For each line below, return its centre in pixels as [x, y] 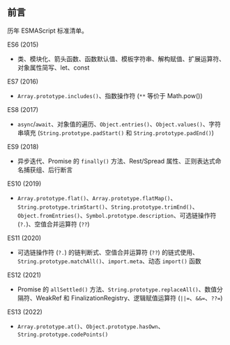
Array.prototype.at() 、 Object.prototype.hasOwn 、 [91, 326]
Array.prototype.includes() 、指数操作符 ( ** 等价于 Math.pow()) [110, 95]
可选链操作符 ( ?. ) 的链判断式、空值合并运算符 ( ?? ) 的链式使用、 [108, 252]
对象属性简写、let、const [53, 67]
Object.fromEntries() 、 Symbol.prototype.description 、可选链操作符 [117, 215]
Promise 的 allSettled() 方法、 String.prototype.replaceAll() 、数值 [117, 289]
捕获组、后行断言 [48, 170]
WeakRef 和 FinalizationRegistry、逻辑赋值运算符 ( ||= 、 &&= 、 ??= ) [129, 298]
